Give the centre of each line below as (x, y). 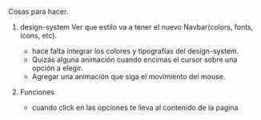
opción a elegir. (57, 68)
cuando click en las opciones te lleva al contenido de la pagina (135, 108)
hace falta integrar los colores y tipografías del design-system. (135, 51)
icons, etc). (38, 36)
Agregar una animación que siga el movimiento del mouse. (128, 76)
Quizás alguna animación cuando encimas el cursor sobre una (135, 60)
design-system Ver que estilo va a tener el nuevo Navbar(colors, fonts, (137, 27)
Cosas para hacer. (38, 12)
